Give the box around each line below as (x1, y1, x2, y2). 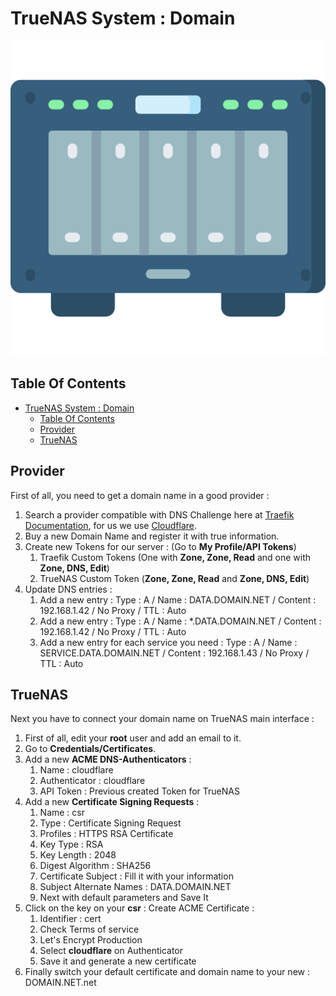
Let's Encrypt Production (39, 934, 143, 946)
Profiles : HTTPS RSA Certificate (39, 828, 174, 840)
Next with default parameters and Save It (39, 892, 209, 904)
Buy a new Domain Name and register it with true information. (24, 530, 280, 542)
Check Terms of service (39, 923, 140, 936)
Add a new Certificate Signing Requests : (24, 796, 200, 808)
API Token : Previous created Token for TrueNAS (39, 785, 240, 797)
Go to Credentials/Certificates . (24, 743, 157, 755)
